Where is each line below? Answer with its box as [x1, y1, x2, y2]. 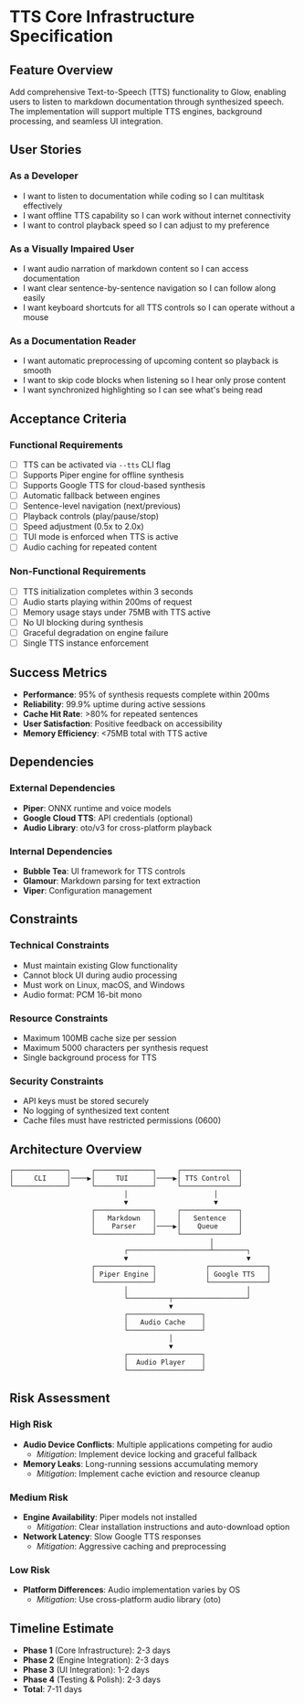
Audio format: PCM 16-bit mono [22, 989, 142, 1000]
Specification [9, 26, 114, 47]
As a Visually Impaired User [9, 242, 135, 255]
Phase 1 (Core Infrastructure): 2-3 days [22, 1645, 171, 1656]
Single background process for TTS [22, 1052, 157, 1063]
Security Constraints [9, 1075, 104, 1088]
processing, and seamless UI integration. [9, 116, 163, 126]
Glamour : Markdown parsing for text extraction [22, 875, 201, 886]
